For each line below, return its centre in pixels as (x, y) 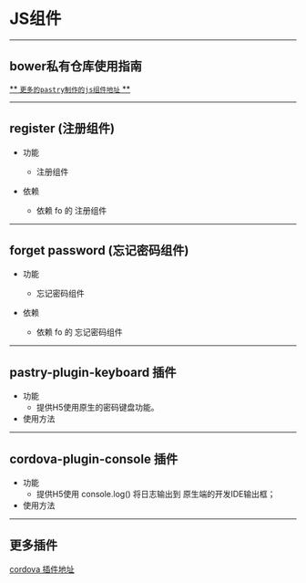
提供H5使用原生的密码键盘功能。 (97, 408)
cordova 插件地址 (42, 569)
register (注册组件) (62, 129)
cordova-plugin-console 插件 (94, 458)
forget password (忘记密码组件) (99, 250)
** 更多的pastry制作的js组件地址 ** (70, 88)
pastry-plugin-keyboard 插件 (93, 372)
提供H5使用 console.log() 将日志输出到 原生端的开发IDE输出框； (156, 494)
